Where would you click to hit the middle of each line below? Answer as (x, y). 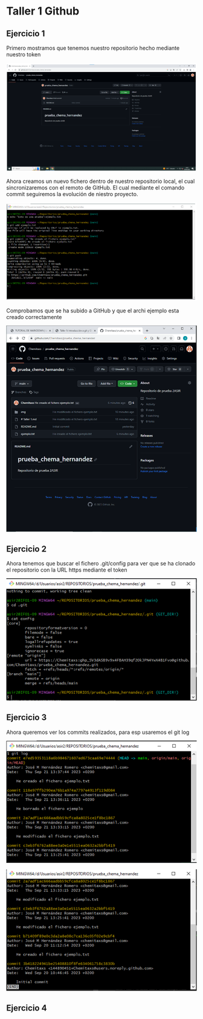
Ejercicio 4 (27, 1008)
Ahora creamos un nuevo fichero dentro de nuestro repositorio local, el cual (101, 181)
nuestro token (24, 54)
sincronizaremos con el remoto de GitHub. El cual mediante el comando (95, 188)
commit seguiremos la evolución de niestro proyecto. (72, 194)
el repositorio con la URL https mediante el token (67, 570)
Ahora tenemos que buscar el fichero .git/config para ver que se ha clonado (101, 564)
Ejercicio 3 (27, 718)
